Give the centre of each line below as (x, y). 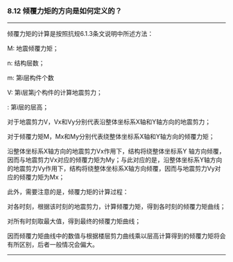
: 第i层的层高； (28, 107)
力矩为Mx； (48, 177)
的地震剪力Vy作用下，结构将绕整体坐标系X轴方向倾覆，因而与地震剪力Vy (111, 169)
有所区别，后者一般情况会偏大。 (53, 245)
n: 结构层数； (26, 63)
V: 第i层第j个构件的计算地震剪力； (55, 93)
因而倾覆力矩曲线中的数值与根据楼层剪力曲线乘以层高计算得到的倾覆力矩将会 (116, 236)
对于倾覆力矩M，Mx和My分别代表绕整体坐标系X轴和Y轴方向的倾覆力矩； (111, 137)
